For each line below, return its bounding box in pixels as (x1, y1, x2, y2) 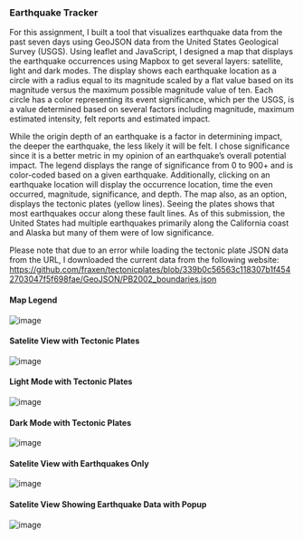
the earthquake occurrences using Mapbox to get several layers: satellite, (9, 56, 283, 67)
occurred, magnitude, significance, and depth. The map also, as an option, (9, 188, 288, 200)
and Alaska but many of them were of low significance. (9, 227, 214, 238)
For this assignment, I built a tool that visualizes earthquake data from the (9, 27, 283, 38)
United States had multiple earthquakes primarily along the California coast (9, 217, 289, 228)
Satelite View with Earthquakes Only (9, 457, 149, 468)
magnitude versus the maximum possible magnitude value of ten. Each (9, 84, 274, 96)
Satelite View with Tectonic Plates (9, 335, 140, 346)
